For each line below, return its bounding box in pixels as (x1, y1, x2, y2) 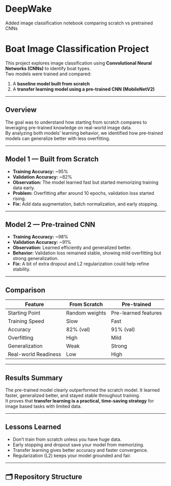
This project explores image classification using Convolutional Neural (5, 60, 152, 66)
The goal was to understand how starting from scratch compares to (5, 119, 147, 125)
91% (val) (111, 326, 135, 333)
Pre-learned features (111, 309, 162, 317)
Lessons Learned (5, 423, 61, 432)
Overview (5, 105, 37, 115)
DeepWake (5, 3, 52, 15)
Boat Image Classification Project (5, 43, 149, 55)
